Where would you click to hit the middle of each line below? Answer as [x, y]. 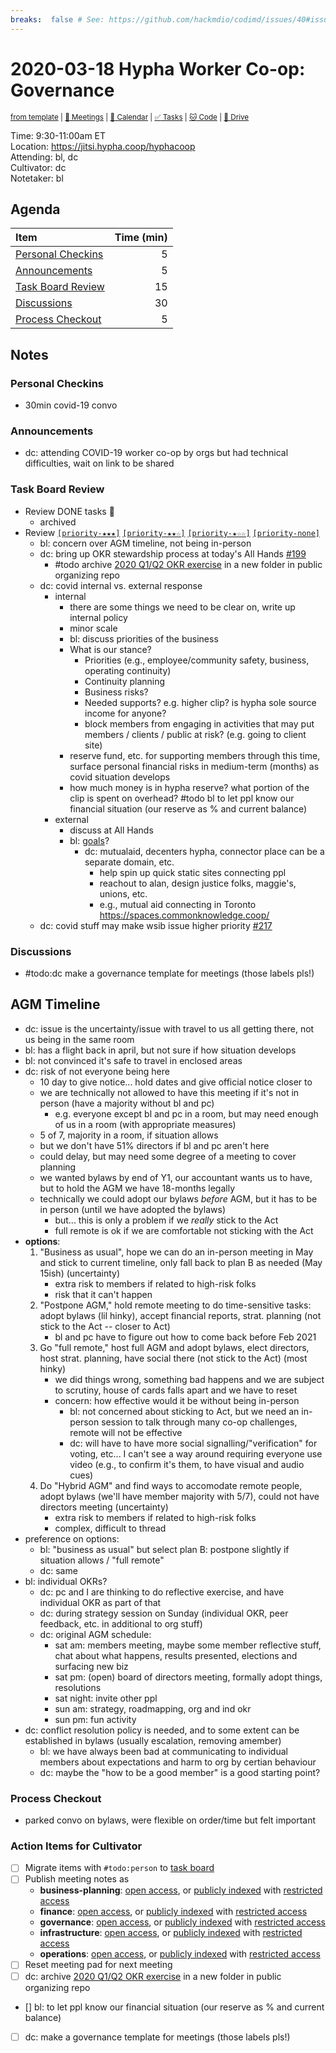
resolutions [78, 1687]
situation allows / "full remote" [102, 1560]
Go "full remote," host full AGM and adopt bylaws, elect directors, [174, 1347]
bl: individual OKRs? [66, 1581]
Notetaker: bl [37, 178]
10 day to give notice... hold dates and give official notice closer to [176, 1082]
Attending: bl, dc [44, 157]
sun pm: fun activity [95, 1719]
